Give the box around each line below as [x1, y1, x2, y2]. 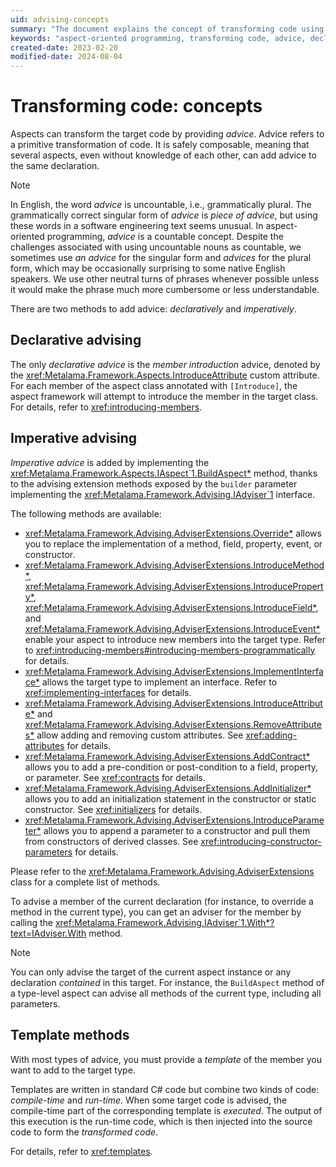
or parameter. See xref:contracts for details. [24, 771, 206, 783]
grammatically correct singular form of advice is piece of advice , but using [10, 209, 318, 221]
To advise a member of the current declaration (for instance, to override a [10, 895, 314, 907]
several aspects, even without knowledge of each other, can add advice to [10, 149, 317, 161]
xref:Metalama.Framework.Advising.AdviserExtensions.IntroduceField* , [24, 601, 319, 613]
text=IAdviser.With [10, 927, 87, 939]
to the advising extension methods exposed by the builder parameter [10, 477, 298, 490]
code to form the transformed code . [10, 1126, 159, 1138]
